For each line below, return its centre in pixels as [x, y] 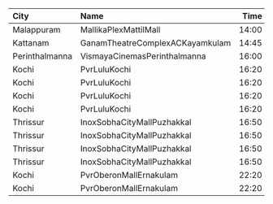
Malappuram [37, 30]
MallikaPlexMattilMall [120, 30]
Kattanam [31, 43]
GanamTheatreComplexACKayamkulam [156, 43]
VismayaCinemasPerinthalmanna [143, 56]
